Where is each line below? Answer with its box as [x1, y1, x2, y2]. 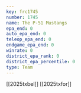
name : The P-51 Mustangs [6, 20, 67, 26]
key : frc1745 [6, 8, 38, 15]
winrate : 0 [6, 48, 33, 54]
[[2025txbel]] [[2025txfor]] [6, 80, 72, 88]
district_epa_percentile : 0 [6, 58, 76, 64]
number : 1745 [6, 14, 38, 20]
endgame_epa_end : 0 [6, 42, 54, 48]
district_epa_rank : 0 [6, 53, 60, 59]
